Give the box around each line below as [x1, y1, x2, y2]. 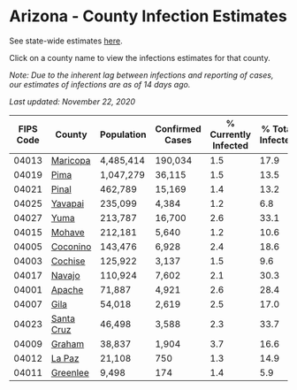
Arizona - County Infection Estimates [9, 6, 287, 27]
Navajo [50, 269, 81, 281]
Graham [50, 338, 85, 350]
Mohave [50, 226, 86, 238]
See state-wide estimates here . [9, 35, 123, 46]
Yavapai [50, 197, 85, 210]
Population [100, 128, 147, 141]
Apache [50, 283, 84, 295]
